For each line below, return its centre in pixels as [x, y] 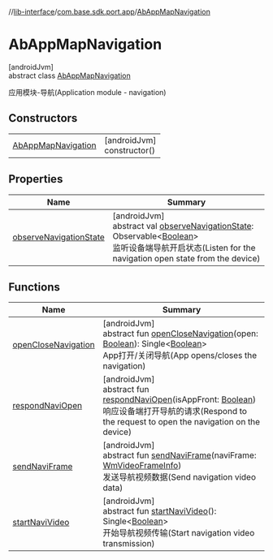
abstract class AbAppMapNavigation [70, 75]
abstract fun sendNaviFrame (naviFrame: [180, 455]
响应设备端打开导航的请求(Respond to [175, 411]
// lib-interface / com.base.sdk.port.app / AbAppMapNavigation [110, 12]
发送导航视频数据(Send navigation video [180, 477]
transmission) [129, 544]
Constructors [43, 118]
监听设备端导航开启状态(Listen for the [184, 248]
